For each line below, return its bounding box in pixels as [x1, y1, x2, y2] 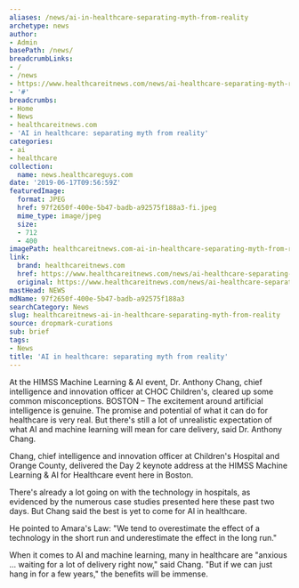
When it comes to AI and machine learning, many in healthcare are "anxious [9, 549, 287, 560]
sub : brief [9, 327, 50, 336]
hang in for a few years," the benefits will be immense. [9, 568, 209, 579]
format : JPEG [17, 195, 66, 205]
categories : [9, 137, 53, 146]
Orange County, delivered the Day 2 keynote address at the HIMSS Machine [9, 460, 287, 471]
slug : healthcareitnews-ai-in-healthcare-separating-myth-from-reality [9, 310, 280, 320]
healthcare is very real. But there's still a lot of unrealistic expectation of [9, 415, 273, 425]
